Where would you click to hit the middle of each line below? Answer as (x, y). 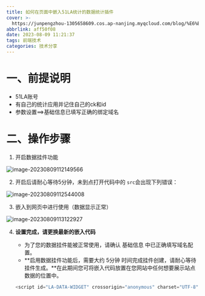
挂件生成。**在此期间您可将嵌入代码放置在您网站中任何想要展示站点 (110, 268)
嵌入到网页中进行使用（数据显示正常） (63, 207)
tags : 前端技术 (24, 40)
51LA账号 (27, 96)
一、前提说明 (39, 79)
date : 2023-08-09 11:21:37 (41, 35)
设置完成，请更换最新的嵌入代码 (55, 232)
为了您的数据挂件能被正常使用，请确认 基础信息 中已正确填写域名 (106, 245)
